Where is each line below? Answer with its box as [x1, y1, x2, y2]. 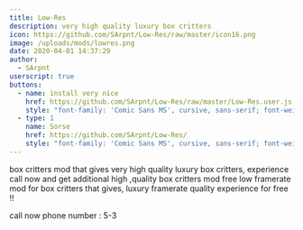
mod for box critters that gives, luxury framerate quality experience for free [9, 182, 289, 194]
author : [9, 55, 39, 64]
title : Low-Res [9, 13, 67, 23]
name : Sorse [25, 123, 70, 132]
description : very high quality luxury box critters [9, 22, 212, 31]
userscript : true [9, 72, 75, 81]
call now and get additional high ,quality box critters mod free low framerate [9, 173, 291, 184]
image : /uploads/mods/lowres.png [9, 38, 135, 48]
